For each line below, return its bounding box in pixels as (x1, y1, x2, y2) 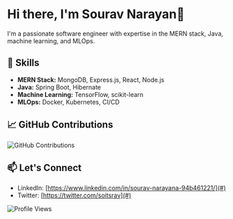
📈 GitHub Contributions (7, 119, 113, 131)
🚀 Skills (7, 57, 40, 69)
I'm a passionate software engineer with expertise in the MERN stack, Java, (7, 29, 224, 38)
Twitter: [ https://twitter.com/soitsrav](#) (17, 191, 131, 199)
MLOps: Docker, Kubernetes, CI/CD (17, 98, 120, 106)
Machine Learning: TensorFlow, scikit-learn (17, 90, 144, 98)
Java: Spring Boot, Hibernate (17, 83, 102, 91)
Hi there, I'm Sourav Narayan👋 (7, 6, 185, 22)
